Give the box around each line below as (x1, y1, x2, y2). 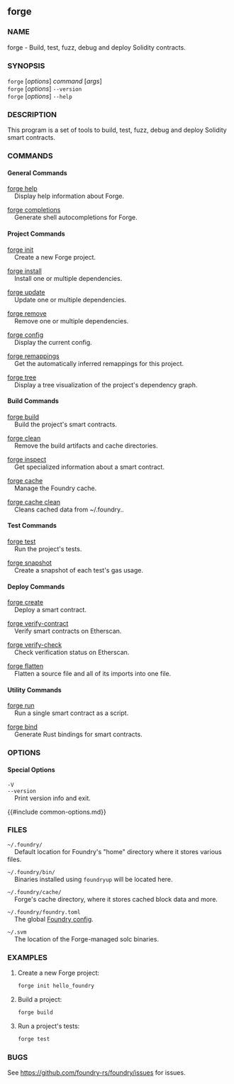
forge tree (7, 372, 37, 382)
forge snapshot (7, 558, 52, 567)
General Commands (7, 168, 67, 177)
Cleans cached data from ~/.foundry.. (13, 505, 124, 514)
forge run (7, 702, 35, 710)
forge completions (7, 206, 61, 214)
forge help (7, 184, 38, 193)
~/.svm (7, 929, 27, 936)
